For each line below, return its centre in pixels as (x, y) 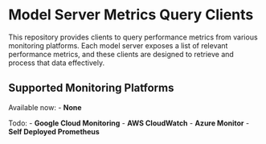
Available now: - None (45, 107)
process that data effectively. (57, 63)
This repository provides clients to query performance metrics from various (133, 37)
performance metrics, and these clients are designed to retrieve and (121, 54)
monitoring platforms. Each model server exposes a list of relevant (118, 45)
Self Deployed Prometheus (54, 131)
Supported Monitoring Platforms (91, 88)
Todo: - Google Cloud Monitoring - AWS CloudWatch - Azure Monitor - (129, 123)
